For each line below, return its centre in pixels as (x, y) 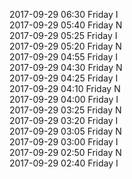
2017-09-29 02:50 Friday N (65, 152)
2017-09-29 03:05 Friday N (65, 131)
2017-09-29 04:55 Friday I (63, 57)
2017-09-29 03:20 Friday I (64, 120)
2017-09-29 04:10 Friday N (65, 88)
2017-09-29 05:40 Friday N (66, 25)
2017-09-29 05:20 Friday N (65, 46)
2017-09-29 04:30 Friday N (66, 67)
